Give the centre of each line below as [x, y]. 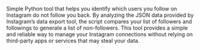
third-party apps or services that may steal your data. [73, 41]
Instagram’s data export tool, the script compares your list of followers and [99, 21]
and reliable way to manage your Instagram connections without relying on [99, 34]
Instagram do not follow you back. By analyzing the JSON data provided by [100, 15]
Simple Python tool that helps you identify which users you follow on [92, 9]
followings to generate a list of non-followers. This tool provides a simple [97, 28]
